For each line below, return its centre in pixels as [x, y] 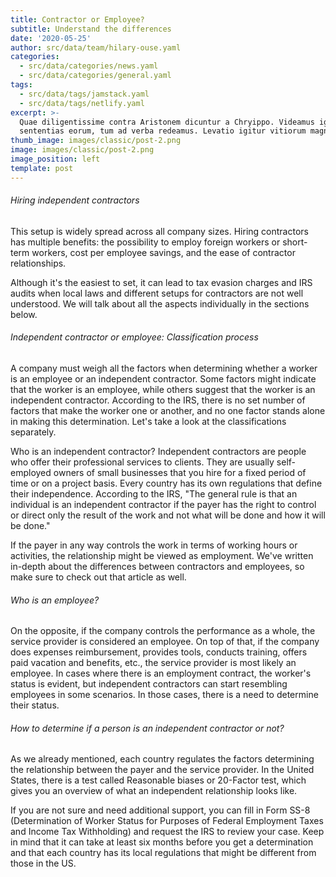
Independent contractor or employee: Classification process [134, 337]
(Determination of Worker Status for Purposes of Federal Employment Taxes [167, 821]
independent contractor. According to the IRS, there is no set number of [158, 400]
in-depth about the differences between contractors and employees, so [157, 567]
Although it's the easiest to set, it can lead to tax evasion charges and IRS [161, 282]
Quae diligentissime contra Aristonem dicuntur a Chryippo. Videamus [167, 122]
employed [31, 473]
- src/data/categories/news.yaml [89, 66]
